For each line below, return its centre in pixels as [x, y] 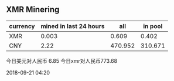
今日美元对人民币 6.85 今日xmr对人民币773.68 [62, 60]
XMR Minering [33, 10]
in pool [153, 26]
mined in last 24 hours [73, 26]
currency [22, 26]
